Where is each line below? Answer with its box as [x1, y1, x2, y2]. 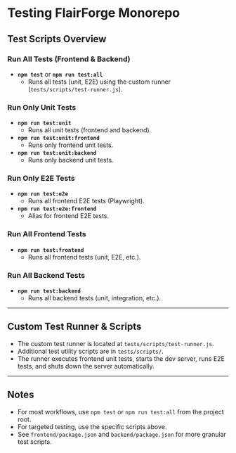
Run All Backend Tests [7, 270, 86, 280]
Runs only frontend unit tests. [27, 141, 114, 149]
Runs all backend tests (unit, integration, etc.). [27, 294, 162, 302]
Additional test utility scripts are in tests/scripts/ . [17, 347, 164, 355]
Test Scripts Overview [7, 33, 107, 45]
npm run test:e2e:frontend [17, 205, 97, 212]
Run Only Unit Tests [7, 102, 77, 112]
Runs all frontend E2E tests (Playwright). [27, 197, 145, 205]
